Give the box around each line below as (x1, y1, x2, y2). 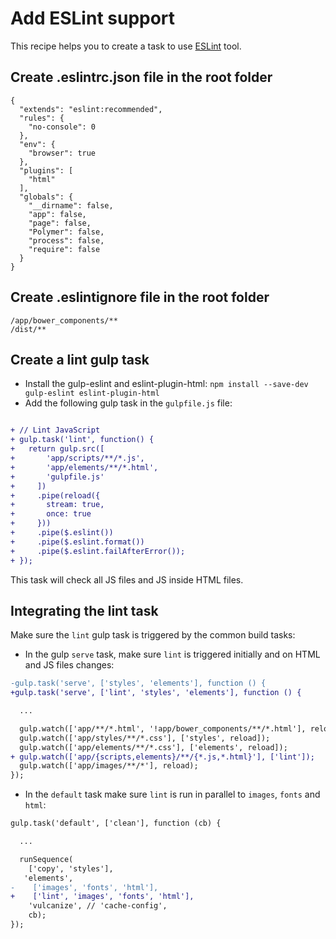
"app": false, (28, 209, 87, 219)
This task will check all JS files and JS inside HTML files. (10, 573, 244, 586)
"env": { (19, 139, 56, 149)
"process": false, (28, 235, 105, 246)
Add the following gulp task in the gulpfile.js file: (24, 397, 233, 409)
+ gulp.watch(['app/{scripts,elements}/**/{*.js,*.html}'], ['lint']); (10, 752, 315, 762)
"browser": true (28, 148, 97, 158)
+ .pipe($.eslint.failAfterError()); (10, 546, 186, 556)
